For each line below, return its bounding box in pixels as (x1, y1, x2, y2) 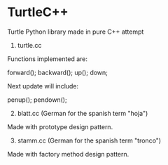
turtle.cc (17, 41, 42, 49)
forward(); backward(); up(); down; (7, 68, 108, 77)
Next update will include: (7, 81, 79, 90)
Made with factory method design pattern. (7, 150, 129, 158)
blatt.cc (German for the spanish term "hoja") (17, 109, 148, 117)
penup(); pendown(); (7, 95, 68, 104)
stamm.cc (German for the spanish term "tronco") (17, 136, 162, 145)
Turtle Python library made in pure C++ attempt (7, 27, 144, 36)
